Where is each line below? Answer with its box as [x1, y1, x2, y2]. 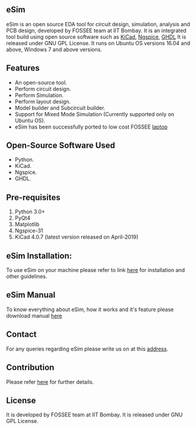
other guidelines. [6, 273, 48, 280]
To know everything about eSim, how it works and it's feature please [6, 306, 174, 313]
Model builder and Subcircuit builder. [14, 104, 106, 111]
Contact [6, 330, 37, 340]
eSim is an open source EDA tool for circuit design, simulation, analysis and [6, 20, 190, 27]
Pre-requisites [6, 192, 61, 202]
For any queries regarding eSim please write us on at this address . [6, 345, 169, 352]
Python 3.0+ [14, 208, 46, 215]
